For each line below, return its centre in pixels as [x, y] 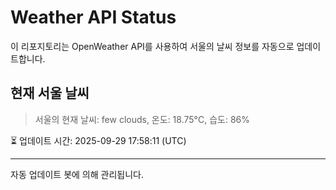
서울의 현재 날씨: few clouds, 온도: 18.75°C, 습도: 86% [142, 119]
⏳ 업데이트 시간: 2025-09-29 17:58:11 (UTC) [98, 140]
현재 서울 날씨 [50, 93]
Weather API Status [93, 17]
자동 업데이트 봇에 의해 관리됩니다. [77, 174]
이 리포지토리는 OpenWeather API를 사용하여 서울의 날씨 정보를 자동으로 [152, 46]
